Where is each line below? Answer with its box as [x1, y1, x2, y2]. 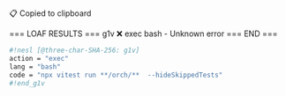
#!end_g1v [9, 78, 46, 87]
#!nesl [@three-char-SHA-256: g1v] [9, 46, 140, 55]
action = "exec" [9, 54, 69, 63]
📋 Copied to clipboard [9, 8, 92, 18]
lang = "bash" [9, 62, 62, 71]
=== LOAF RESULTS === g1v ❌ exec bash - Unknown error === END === [9, 28, 278, 39]
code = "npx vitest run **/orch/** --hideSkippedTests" [9, 70, 223, 79]
